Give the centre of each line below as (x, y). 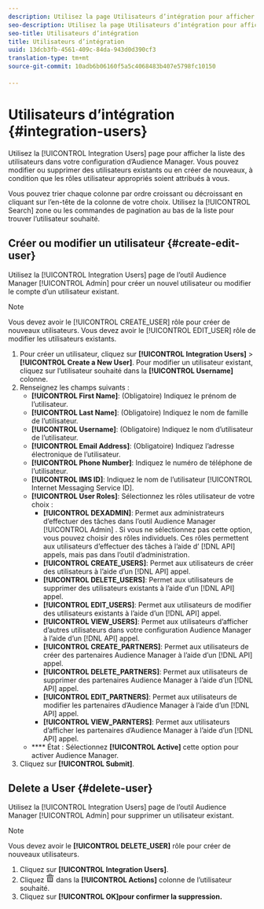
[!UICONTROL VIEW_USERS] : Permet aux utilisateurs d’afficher (146, 621)
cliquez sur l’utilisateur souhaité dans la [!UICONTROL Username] (126, 371)
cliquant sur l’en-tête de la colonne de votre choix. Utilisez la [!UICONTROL (129, 201)
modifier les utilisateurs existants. (62, 338)
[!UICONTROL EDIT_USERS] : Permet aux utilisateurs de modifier (147, 604)
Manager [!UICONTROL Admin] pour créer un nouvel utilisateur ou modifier (130, 283)
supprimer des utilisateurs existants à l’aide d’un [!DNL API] (139, 588)
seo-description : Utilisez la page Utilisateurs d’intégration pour (123, 25)
